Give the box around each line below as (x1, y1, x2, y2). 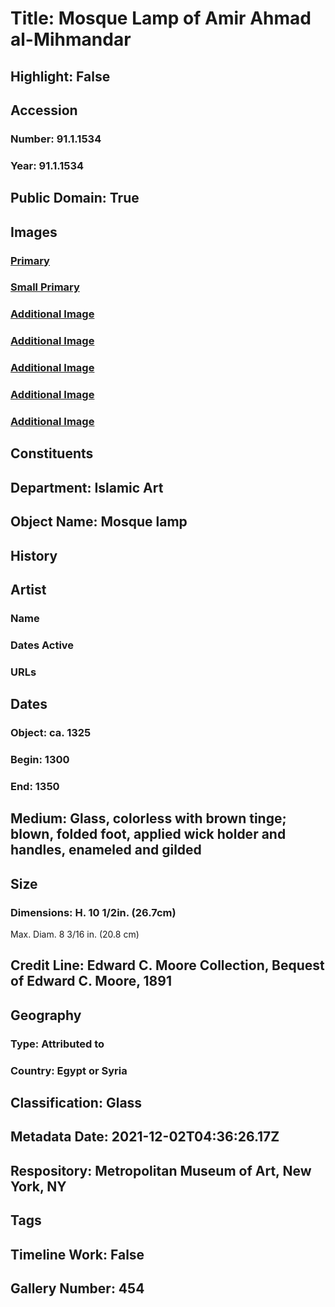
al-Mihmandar (10, 28, 132, 51)
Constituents (10, 445, 94, 462)
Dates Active (10, 638, 75, 652)
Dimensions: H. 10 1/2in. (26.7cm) (10, 905, 177, 919)
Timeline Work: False (10, 1246, 145, 1263)
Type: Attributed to (10, 1037, 105, 1051)
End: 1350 (10, 779, 60, 793)
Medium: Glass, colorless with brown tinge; (10, 810, 287, 827)
